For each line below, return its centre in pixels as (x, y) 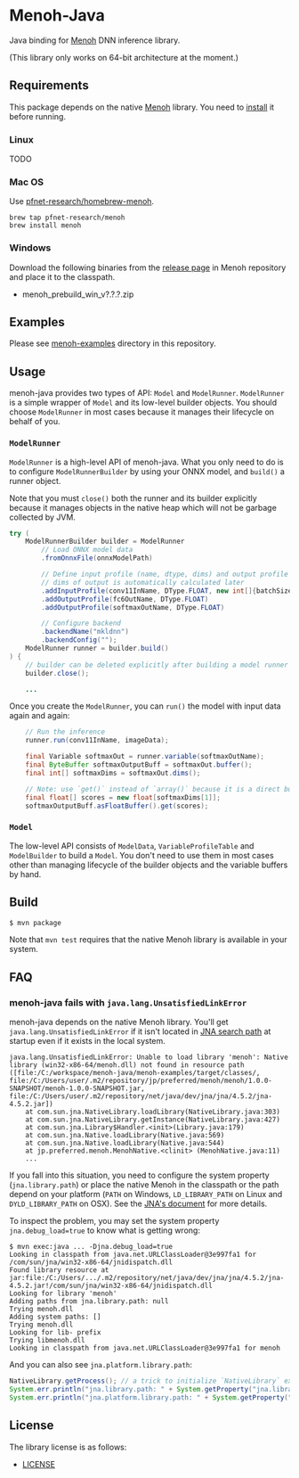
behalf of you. (35, 422)
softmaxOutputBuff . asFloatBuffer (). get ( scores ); (117, 806)
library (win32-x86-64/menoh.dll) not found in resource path (127, 1065)
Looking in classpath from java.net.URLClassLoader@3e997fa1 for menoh (145, 1348)
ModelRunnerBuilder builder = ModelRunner (105, 542)
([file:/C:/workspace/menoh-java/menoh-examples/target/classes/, (135, 1073)
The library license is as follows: (68, 1447)
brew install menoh (45, 226)
